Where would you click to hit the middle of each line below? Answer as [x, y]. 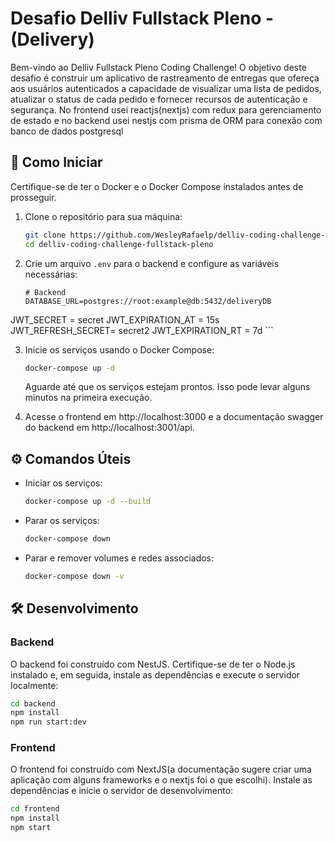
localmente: [34, 685]
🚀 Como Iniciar [56, 162]
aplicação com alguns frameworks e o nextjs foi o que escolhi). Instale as [161, 780]
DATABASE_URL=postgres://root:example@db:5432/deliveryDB [148, 301]
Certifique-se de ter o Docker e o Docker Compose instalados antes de [157, 186]
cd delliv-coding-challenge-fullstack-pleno [119, 244]
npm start [31, 828]
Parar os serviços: [62, 521]
